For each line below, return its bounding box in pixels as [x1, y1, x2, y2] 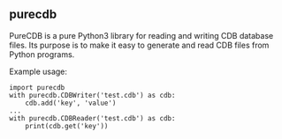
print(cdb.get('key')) [25, 121, 109, 130]
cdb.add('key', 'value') [25, 99, 117, 107]
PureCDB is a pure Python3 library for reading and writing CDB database [9, 30, 274, 40]
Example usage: [9, 66, 68, 77]
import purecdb [9, 83, 65, 91]
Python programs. [9, 48, 75, 60]
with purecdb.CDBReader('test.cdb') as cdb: [9, 113, 176, 122]
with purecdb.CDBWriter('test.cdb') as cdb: [9, 91, 176, 99]
